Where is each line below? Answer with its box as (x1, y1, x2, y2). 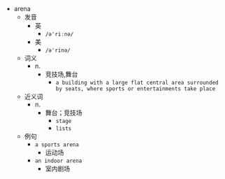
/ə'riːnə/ (45, 31, 74, 38)
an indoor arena (34, 157, 82, 164)
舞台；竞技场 (45, 108, 82, 117)
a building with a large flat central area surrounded (55, 79, 219, 86)
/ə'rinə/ (45, 47, 71, 54)
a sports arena (34, 141, 79, 148)
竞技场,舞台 (45, 70, 78, 78)
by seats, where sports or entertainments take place (55, 85, 216, 92)
